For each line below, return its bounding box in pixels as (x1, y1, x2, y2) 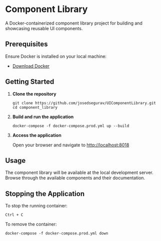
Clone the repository (12, 91, 56, 97)
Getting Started (5, 78, 54, 86)
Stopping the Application (5, 189, 85, 198)
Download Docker (12, 63, 50, 69)
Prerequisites (5, 40, 48, 49)
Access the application (12, 132, 61, 138)
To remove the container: (5, 221, 57, 227)
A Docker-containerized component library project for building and (5, 20, 142, 26)
